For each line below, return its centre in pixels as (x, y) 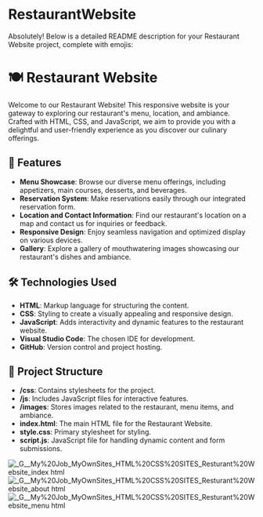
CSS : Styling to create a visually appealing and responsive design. (126, 313)
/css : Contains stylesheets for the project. (87, 391)
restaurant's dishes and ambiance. (75, 257)
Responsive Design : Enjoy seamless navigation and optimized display (132, 231)
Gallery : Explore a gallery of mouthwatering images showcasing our (129, 248)
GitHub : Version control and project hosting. (91, 347)
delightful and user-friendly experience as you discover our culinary (118, 129)
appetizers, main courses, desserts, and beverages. (103, 190)
